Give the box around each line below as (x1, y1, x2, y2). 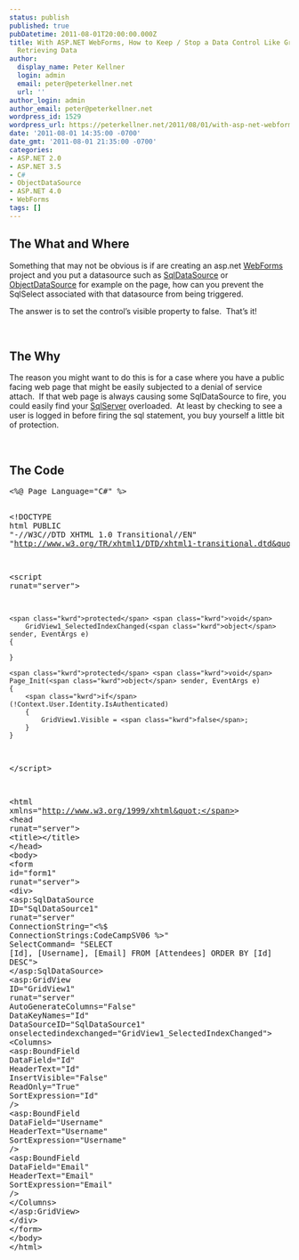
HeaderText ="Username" (9, 1126, 109, 1136)
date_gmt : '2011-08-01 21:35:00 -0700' (9, 137, 158, 146)
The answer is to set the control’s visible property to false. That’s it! (9, 305, 258, 316)
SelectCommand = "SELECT (9, 939, 113, 949)
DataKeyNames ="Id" (9, 1011, 90, 1020)
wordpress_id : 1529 (9, 112, 82, 121)
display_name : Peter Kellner (17, 63, 125, 72)
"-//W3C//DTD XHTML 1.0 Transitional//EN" (9, 530, 198, 540)
